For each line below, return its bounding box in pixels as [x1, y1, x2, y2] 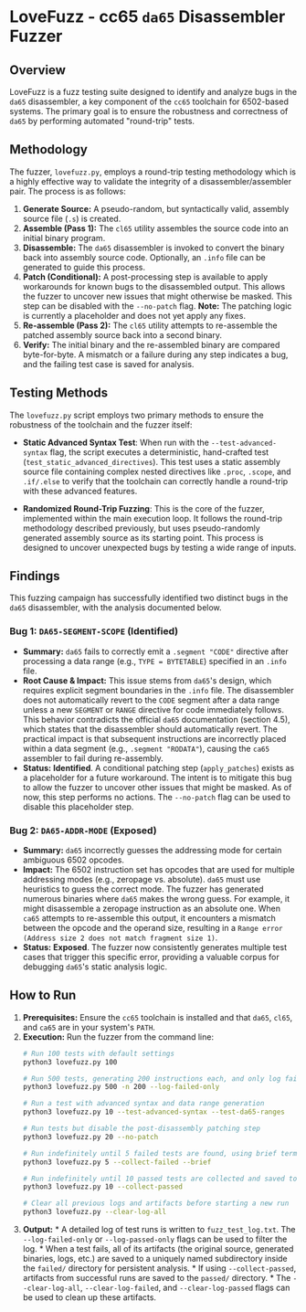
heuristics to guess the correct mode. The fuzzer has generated [22, 883, 264, 894]
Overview [9, 62, 67, 78]
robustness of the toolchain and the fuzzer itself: [9, 418, 193, 430]
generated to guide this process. [22, 261, 146, 272]
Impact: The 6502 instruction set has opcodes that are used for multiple [22, 864, 295, 875]
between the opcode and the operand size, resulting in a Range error [22, 923, 283, 934]
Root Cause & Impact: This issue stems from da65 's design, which [22, 674, 272, 686]
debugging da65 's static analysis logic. [22, 961, 167, 972]
